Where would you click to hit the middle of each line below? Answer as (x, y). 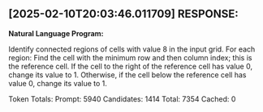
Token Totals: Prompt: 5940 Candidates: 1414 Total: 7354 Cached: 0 (122, 99)
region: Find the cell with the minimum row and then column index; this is (130, 57)
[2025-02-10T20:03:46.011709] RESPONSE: (124, 14)
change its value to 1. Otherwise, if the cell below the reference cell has (127, 75)
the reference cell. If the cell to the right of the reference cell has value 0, (131, 66)
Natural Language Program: (56, 33)
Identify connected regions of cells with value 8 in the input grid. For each (132, 49)
